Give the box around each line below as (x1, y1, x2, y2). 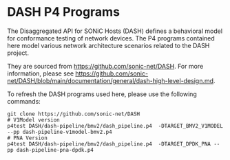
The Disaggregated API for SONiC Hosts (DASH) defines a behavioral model (7, 27, 222, 35)
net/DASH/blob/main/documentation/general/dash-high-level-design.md (7, 76, 214, 84)
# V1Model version (7, 116, 60, 124)
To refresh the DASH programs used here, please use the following (7, 90, 198, 98)
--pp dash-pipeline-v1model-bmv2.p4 (7, 128, 112, 135)
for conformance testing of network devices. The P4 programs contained (7, 34, 215, 42)
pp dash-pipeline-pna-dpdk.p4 (7, 146, 94, 153)
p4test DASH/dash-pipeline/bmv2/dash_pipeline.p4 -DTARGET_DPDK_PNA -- (7, 140, 220, 148)
